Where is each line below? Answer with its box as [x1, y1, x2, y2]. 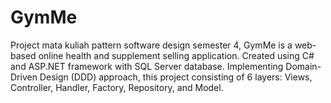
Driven [10, 71, 38, 83]
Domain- [285, 60, 322, 72]
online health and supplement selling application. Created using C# [38, 49, 315, 61]
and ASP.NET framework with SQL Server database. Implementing [10, 60, 284, 72]
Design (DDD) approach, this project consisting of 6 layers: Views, [39, 71, 313, 83]
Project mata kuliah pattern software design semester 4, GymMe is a [10, 39, 293, 51]
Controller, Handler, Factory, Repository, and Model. [10, 81, 224, 93]
